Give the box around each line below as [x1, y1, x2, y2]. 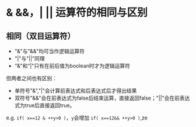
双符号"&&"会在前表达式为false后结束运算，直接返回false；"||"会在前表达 [14, 95, 190, 101]
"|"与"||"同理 [14, 55, 45, 62]
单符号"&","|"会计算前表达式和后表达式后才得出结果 [14, 87, 137, 94]
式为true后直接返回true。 [14, 102, 75, 109]
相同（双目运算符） [6, 31, 75, 41]
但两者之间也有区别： [6, 75, 57, 81]
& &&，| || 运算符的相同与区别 [6, 6, 148, 19]
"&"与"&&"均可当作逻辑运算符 [14, 48, 85, 54]
